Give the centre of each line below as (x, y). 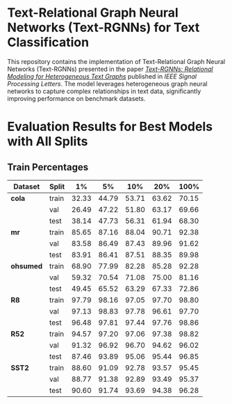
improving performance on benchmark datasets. (76, 98)
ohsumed (27, 266)
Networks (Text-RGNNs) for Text (103, 27)
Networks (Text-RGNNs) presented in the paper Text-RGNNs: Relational (110, 69)
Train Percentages (48, 167)
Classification (48, 42)
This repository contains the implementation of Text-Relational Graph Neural (116, 61)
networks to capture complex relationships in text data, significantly (104, 91)
